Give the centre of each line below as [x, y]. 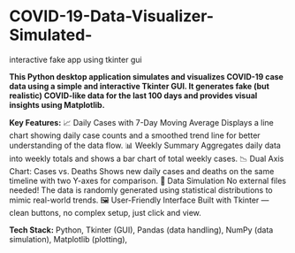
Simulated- [51, 35]
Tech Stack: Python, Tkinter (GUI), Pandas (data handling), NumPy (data [141, 230]
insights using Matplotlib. [57, 104]
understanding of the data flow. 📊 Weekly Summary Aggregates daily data [145, 145]
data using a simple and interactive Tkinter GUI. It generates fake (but [139, 86]
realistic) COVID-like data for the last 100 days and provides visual [133, 96]
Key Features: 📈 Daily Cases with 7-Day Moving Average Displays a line [141, 122]
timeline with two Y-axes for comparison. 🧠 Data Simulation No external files [148, 180]
